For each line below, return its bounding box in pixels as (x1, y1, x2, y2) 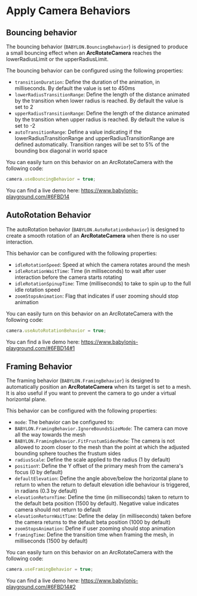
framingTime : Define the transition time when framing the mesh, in (14, 531, 174, 538)
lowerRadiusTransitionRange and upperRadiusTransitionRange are (14, 135, 175, 142)
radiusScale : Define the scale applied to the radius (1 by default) (14, 456, 171, 463)
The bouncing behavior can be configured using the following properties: (6, 67, 183, 74)
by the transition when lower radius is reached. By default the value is (14, 97, 184, 104)
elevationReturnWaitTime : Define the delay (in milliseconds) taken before (14, 512, 192, 520)
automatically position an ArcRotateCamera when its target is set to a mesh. (6, 384, 192, 391)
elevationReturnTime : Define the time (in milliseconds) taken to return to (14, 494, 189, 501)
